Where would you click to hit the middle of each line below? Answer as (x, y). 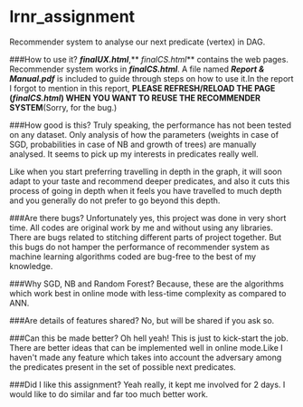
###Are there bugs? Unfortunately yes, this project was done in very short (148, 218)
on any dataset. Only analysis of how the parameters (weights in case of (144, 134)
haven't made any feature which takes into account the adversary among (146, 357)
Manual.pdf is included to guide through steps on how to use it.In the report (151, 78)
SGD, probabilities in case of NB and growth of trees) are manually (133, 144)
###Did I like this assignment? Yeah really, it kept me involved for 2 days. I (147, 384)
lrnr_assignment (72, 17)
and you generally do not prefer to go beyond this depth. (115, 200)
